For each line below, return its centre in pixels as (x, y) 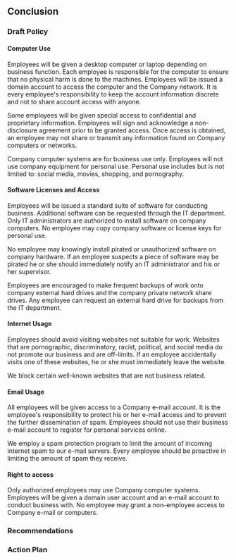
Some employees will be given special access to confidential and (101, 115)
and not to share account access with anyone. (74, 101)
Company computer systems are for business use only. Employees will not (115, 158)
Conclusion (33, 12)
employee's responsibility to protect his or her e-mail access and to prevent (117, 415)
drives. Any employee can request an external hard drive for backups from (116, 300)
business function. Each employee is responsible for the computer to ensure (118, 71)
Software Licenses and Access (54, 190)
